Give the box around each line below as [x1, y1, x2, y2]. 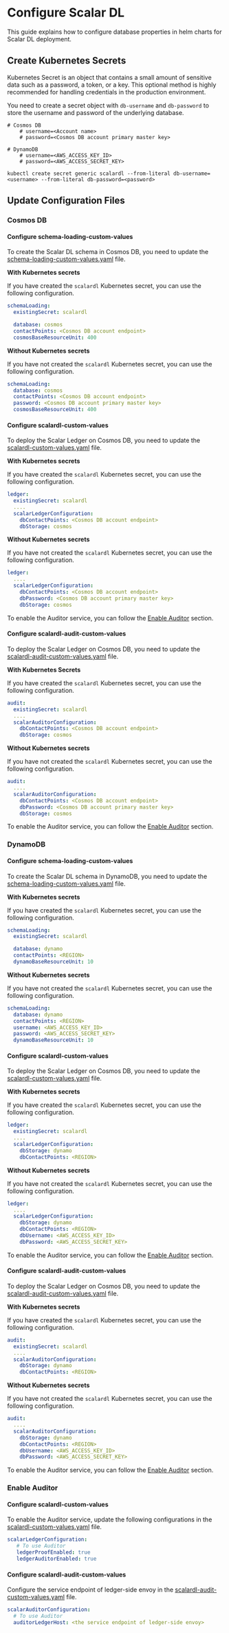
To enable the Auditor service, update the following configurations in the [7, 1515, 212, 1523]
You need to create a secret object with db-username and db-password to [7, 101, 210, 110]
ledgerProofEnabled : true [16, 1549, 91, 1556]
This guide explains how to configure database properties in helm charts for [7, 28, 222, 36]
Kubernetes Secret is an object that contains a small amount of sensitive [7, 73, 212, 81]
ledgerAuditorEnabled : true [16, 1555, 97, 1563]
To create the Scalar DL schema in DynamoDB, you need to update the [7, 872, 208, 880]
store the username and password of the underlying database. [7, 108, 184, 116]
